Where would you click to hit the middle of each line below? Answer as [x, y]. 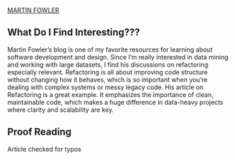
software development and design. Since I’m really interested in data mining [118, 57]
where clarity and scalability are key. [61, 110]
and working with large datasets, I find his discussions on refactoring [108, 64]
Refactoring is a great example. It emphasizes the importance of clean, [110, 94]
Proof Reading [40, 132]
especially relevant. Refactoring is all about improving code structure [108, 72]
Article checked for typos [44, 149]
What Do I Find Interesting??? [74, 32]
